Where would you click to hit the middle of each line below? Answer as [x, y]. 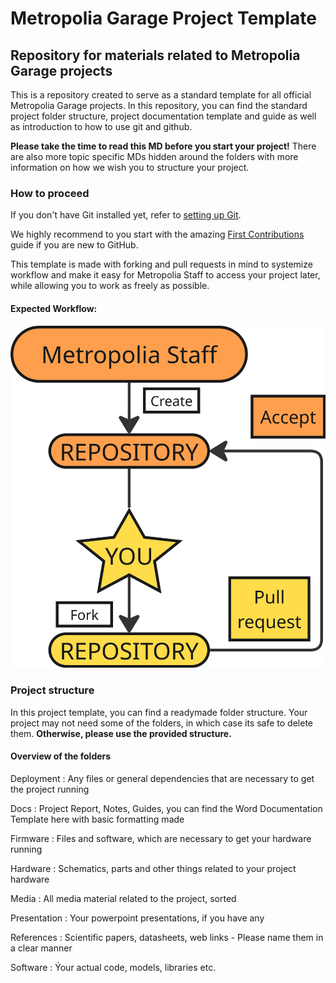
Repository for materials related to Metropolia [155, 55]
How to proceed [50, 193]
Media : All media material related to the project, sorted [123, 898]
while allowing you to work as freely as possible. [110, 286]
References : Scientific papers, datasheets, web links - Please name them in [167, 937]
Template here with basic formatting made [97, 819]
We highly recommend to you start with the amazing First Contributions [157, 234]
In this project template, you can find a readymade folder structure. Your [159, 712]
